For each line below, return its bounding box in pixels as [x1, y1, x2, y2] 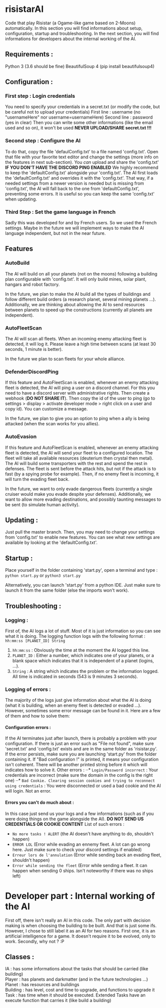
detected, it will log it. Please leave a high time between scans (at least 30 [5, 341, 156, 347]
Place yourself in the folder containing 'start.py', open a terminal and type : [5, 567, 158, 573]
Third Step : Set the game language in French [5, 208, 116, 215]
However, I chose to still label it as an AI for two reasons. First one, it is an [5, 928, 156, 934]
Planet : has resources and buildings [5, 982, 79, 988]
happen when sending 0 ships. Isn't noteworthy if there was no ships [12, 868, 154, 874]
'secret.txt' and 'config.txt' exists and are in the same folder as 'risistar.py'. [5, 746, 158, 752]
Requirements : [5, 50, 54, 59]
